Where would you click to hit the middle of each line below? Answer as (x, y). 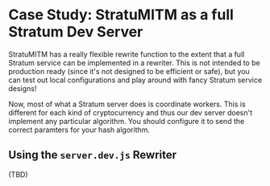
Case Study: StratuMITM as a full (121, 15)
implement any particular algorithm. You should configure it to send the (127, 121)
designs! (23, 88)
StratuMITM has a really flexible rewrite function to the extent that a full (127, 54)
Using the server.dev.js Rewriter (93, 155)
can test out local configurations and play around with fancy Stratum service (135, 80)
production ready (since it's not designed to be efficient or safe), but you (129, 71)
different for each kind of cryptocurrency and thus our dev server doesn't (130, 112)
